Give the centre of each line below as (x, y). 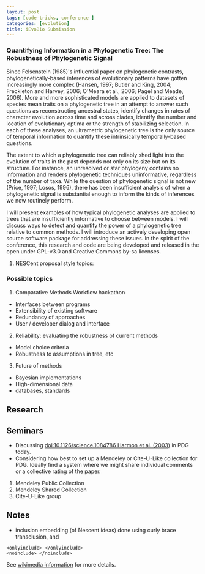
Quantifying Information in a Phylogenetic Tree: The (85, 51)
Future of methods (39, 365)
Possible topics (30, 279)
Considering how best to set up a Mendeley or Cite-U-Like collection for (106, 458)
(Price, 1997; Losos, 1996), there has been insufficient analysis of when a (99, 187)
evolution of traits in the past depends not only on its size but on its (91, 161)
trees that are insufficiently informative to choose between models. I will (97, 218)
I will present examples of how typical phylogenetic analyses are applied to (101, 212)
